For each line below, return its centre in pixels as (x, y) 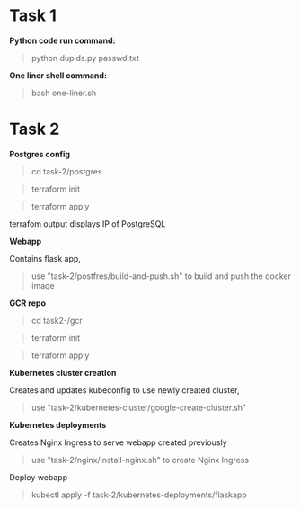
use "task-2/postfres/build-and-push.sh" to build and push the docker (161, 276)
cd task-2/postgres (66, 171)
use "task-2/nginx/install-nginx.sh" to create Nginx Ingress (140, 460)
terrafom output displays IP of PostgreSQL (88, 223)
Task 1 (33, 16)
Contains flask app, (45, 258)
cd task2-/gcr (57, 320)
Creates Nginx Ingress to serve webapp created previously (118, 442)
